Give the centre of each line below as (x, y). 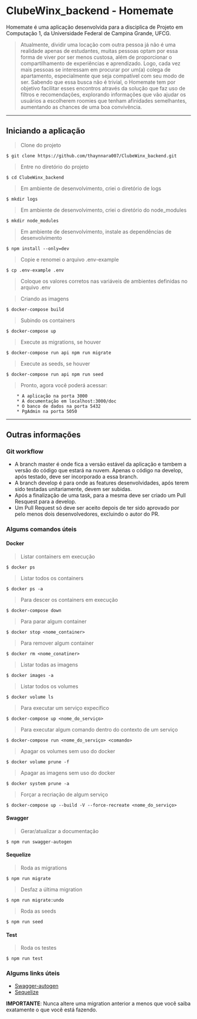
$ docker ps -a (25, 589)
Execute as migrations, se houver (61, 342)
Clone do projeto (41, 145)
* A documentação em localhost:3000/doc (67, 401)
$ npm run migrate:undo (35, 900)
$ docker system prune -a (38, 783)
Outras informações (43, 435)
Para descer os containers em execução (69, 600)
